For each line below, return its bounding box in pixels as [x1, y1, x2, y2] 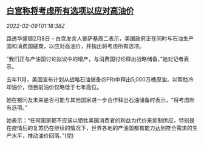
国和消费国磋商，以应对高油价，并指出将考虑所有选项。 [6, 42, 144, 50]
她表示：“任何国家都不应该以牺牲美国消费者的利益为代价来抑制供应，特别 [6, 116, 190, 124]
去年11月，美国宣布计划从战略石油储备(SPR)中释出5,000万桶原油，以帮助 [6, 75, 188, 83]
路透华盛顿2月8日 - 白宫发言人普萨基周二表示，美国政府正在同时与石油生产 [6, 35, 194, 42]
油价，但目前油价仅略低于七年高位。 [11, 83, 102, 90]
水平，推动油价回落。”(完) [11, 132, 74, 139]
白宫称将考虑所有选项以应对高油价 [6, 5, 134, 16]
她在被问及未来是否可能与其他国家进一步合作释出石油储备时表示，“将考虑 [6, 96, 190, 103]
